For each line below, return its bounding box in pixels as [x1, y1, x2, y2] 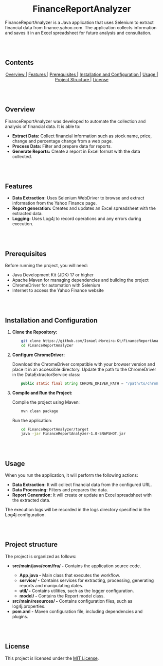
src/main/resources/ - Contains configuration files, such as [12, 598, 133, 604]
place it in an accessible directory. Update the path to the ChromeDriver [12, 366, 157, 372]
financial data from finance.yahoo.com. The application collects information [5, 24, 157, 30]
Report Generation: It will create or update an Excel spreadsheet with [12, 492, 152, 498]
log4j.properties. [12, 603, 46, 609]
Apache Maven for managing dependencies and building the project [12, 277, 149, 283]
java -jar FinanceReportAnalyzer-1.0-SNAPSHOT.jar [21, 432, 126, 436]
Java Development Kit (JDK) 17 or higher [12, 272, 94, 278]
